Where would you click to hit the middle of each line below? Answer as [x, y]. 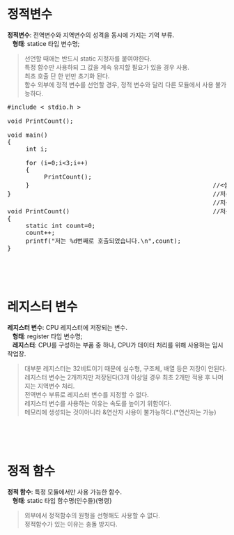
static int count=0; [61, 225]
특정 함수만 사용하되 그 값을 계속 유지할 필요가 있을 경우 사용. [107, 67]
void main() [28, 135]
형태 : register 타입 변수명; [47, 336]
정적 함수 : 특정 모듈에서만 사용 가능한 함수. [64, 492]
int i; [37, 149]
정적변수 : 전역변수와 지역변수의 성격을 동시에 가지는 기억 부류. [91, 35]
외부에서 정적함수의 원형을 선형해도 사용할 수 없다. [92, 515]
